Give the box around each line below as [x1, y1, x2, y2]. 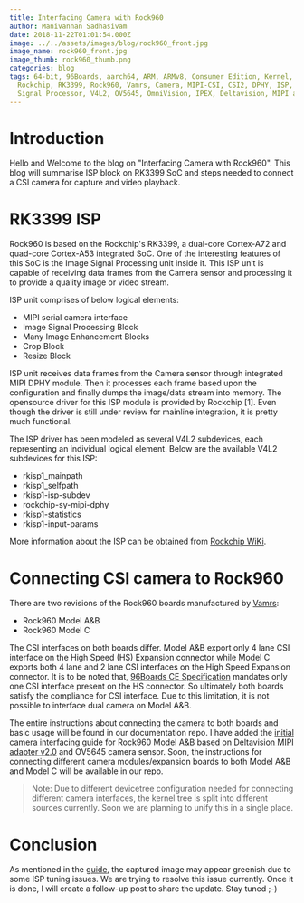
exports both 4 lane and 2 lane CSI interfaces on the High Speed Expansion [9, 661, 291, 672]
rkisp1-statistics [22, 509, 81, 520]
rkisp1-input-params [22, 518, 99, 529]
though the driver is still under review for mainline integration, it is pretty [9, 406, 279, 417]
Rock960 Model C [22, 625, 90, 636]
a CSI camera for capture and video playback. [9, 177, 181, 188]
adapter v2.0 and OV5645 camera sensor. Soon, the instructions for [9, 746, 262, 757]
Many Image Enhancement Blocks [22, 331, 150, 342]
